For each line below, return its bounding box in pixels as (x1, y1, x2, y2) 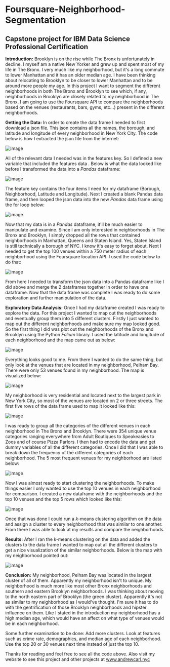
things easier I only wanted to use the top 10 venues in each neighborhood (5, 485, 161, 491)
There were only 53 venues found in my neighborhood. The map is (5, 367, 145, 373)
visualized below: (5, 373, 41, 378)
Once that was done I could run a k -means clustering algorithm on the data (5, 516, 162, 522)
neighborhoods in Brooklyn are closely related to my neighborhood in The (5, 94, 159, 99)
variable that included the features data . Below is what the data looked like (5, 161, 162, 167)
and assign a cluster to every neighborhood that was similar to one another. (5, 521, 163, 527)
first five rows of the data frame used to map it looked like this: (5, 403, 136, 409)
